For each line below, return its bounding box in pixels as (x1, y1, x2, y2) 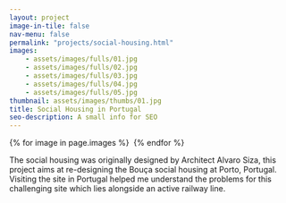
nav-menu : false (9, 30, 70, 38)
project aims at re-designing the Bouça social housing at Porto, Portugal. (9, 165, 277, 175)
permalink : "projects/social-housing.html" (9, 38, 174, 47)
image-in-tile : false (9, 21, 90, 30)
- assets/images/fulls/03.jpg (25, 72, 139, 80)
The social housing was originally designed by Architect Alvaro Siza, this (9, 155, 277, 165)
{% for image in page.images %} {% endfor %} (9, 138, 185, 148)
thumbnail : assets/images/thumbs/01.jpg (9, 96, 163, 106)
